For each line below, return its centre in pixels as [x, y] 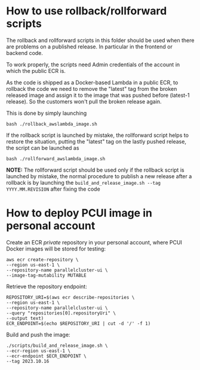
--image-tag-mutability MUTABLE [46, 275]
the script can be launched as [43, 148]
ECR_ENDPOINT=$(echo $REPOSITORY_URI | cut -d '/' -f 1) [79, 323]
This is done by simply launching [47, 113]
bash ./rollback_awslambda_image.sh [52, 124]
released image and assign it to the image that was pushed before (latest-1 [98, 95]
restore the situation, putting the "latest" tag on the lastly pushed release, [96, 141]
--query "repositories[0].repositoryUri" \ [61, 313]
